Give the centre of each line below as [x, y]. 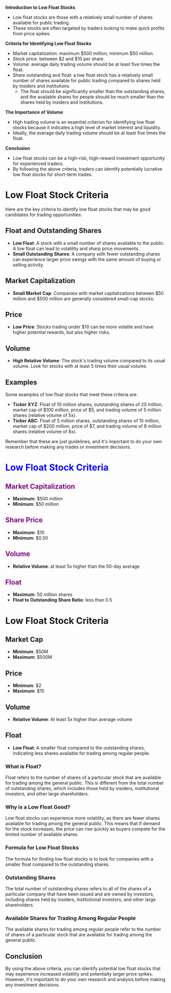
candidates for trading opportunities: [44, 215]
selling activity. [28, 265]
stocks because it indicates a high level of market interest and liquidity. [87, 128]
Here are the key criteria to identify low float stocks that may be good [78, 209]
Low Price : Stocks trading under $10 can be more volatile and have [83, 327]
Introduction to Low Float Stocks [40, 7]
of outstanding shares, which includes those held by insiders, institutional [82, 789]
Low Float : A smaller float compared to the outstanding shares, [79, 748]
